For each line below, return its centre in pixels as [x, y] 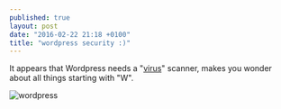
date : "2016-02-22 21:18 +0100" [70, 34]
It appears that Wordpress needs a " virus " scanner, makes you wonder [141, 68]
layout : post [34, 26]
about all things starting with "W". [72, 78]
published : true [40, 18]
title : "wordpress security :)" [70, 43]
